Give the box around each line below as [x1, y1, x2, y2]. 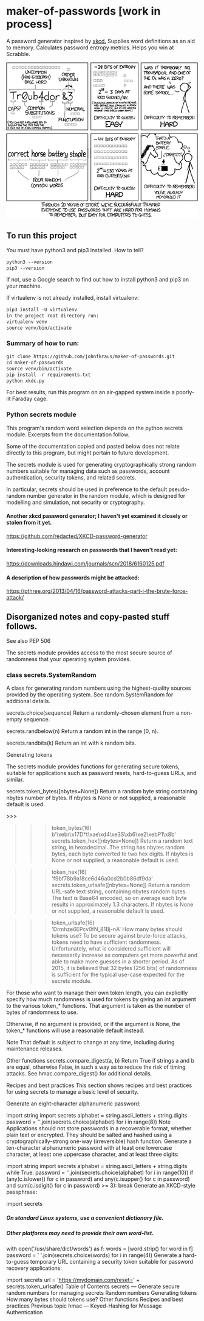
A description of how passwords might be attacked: [6, 574, 140, 581]
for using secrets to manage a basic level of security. [6, 1088, 139, 1096]
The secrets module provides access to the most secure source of [6, 649, 172, 656]
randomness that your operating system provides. [6, 656, 132, 663]
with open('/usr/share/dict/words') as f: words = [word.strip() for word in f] [6, 1245, 193, 1252]
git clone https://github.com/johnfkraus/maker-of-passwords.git [6, 353, 175, 360]
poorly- [175, 389, 195, 396]
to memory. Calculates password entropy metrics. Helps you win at [6, 44, 174, 51]
